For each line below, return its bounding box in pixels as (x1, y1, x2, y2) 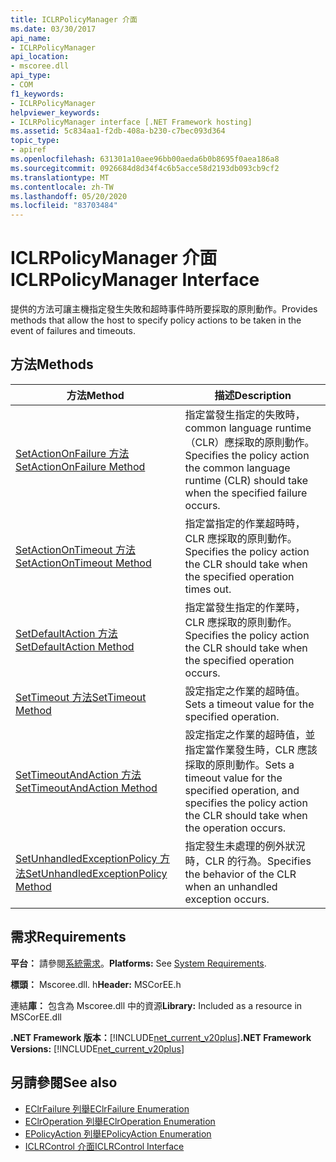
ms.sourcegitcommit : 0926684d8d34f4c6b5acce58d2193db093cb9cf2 (10, 163, 280, 173)
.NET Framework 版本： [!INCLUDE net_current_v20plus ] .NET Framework (10, 1031, 312, 1043)
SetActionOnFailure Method (15, 459, 146, 473)
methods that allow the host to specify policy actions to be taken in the (10, 314, 302, 326)
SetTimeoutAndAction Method (15, 781, 158, 795)
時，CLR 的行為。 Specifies (184, 854, 312, 868)
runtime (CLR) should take (184, 473, 309, 487)
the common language (184, 461, 291, 475)
